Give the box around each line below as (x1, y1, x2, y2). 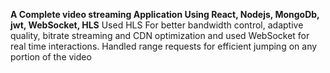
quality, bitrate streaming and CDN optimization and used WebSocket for (10, 30, 310, 41)
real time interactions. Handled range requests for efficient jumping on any (10, 40, 318, 52)
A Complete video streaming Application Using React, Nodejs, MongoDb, (10, 9, 320, 20)
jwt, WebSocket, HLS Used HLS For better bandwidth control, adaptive (10, 19, 304, 31)
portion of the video (10, 51, 92, 63)
